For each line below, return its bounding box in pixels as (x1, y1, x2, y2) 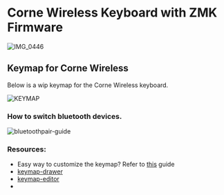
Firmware (7, 19, 64, 35)
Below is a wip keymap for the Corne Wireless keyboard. (7, 81, 169, 89)
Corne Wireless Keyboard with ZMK (7, 5, 218, 21)
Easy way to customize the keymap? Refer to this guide (17, 160, 175, 169)
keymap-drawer (17, 167, 64, 176)
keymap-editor (17, 175, 60, 183)
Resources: (7, 144, 46, 154)
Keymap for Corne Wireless (7, 62, 129, 74)
